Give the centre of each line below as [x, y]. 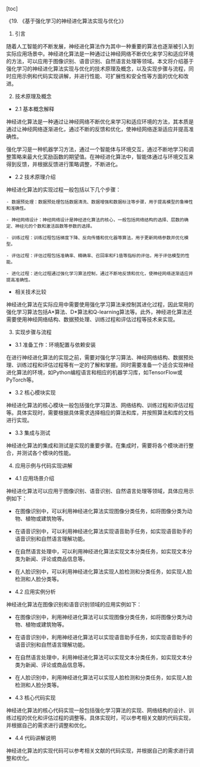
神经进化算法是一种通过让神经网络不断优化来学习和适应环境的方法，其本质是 [100, 121]
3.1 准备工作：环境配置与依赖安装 [55, 345]
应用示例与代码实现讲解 [43, 466]
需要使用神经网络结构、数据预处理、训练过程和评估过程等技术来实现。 [92, 319]
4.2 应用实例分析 [35, 592]
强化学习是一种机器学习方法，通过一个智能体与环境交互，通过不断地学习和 [97, 149]
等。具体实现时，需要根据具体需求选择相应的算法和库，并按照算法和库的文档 [100, 412]
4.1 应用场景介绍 [35, 478]
